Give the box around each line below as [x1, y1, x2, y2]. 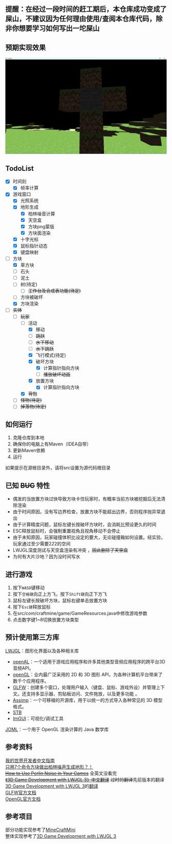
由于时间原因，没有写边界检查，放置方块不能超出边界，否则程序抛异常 [12, 508, 161, 515]
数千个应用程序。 [12, 678, 49, 684]
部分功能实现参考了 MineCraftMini [5, 827, 76, 833]
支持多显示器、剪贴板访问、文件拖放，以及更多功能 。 [26, 691, 140, 697]
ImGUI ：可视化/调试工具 [12, 715, 64, 721]
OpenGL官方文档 [5, 796, 41, 802]
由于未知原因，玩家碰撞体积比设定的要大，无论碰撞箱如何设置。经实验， [12, 534, 165, 540]
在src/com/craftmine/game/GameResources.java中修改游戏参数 [12, 610, 147, 616]
